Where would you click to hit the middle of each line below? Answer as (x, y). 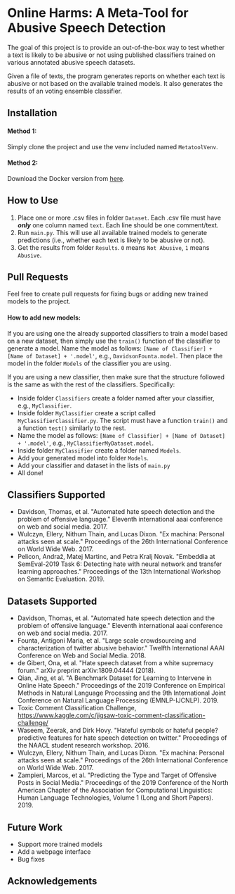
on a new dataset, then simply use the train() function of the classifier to (114, 341)
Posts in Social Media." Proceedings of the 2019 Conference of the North (123, 783)
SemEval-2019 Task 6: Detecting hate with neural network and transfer (120, 564)
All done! (30, 472)
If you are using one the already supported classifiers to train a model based (117, 333)
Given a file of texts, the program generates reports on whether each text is (116, 76)
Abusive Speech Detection (87, 28)
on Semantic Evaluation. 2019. (61, 579)
